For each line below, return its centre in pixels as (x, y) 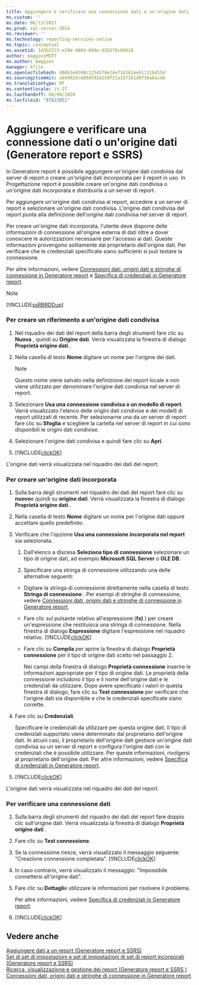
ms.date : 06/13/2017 (32, 23)
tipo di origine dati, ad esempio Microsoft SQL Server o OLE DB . (102, 559)
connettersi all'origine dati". (48, 877)
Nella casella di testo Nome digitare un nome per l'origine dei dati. (95, 357)
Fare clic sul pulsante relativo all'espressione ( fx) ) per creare (98, 618)
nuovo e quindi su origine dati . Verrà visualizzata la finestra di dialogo (100, 499)
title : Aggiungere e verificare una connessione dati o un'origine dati (98, 12)
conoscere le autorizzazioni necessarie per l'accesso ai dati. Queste (89, 238)
